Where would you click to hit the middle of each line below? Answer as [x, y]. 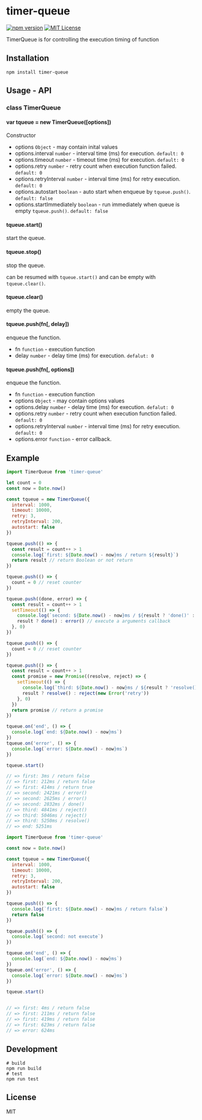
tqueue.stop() [24, 252]
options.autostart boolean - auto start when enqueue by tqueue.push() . [103, 192]
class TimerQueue [34, 108]
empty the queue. [28, 310]
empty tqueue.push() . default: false [61, 211]
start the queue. [26, 238]
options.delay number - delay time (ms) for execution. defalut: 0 [94, 407]
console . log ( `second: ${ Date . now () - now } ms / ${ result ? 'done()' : [106, 616]
